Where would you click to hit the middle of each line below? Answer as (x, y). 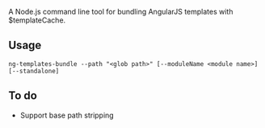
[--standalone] (34, 71)
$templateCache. (37, 20)
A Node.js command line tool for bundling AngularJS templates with (121, 12)
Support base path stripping (67, 115)
